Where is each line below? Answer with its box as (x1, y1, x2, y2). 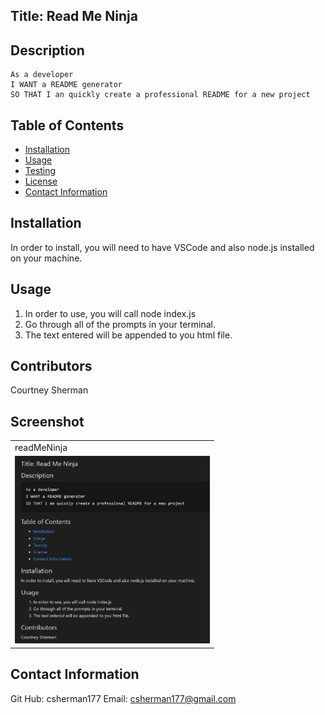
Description (10, 42, 85, 59)
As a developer (10, 70, 74, 80)
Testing (24, 165, 57, 177)
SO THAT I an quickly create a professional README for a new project (10, 90, 311, 100)
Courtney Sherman (10, 384, 89, 396)
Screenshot (10, 413, 85, 430)
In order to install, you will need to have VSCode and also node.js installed (10, 241, 315, 253)
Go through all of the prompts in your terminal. (24, 318, 216, 330)
